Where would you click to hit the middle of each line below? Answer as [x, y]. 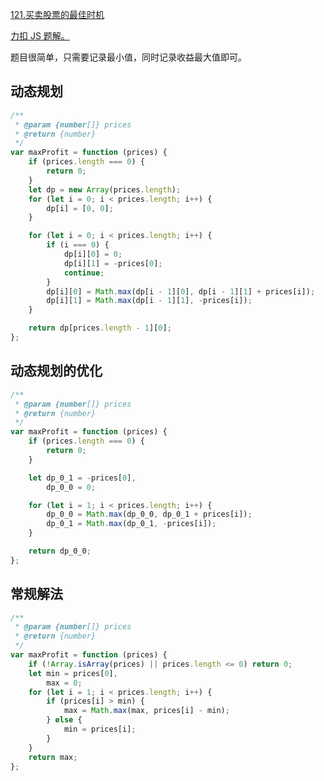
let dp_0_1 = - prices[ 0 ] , [82, 478]
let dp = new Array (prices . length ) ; [105, 189]
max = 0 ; [64, 683]
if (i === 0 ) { [78, 245]
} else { [64, 720]
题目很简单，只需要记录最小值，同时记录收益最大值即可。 [128, 57]
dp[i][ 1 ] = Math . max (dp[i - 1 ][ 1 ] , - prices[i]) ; [149, 301]
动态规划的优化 [56, 371]
